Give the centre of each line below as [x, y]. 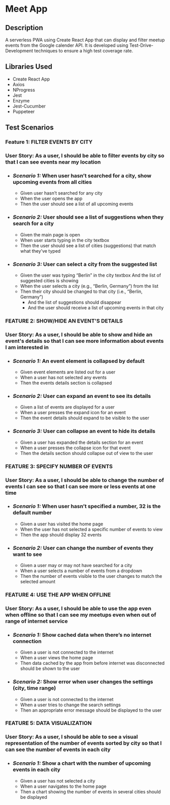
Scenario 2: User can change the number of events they [83, 548]
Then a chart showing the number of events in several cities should [90, 791]
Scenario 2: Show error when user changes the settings [83, 682]
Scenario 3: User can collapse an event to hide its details [84, 431]
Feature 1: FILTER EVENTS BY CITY [49, 142]
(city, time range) [34, 688]
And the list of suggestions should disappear [75, 302]
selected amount [38, 582]
